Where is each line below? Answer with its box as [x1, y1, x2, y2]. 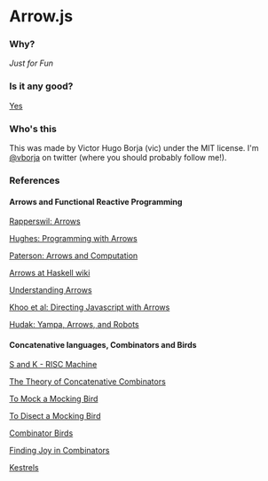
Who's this [9, 122, 58, 135]
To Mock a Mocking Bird [9, 393, 99, 405]
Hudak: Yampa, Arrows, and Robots [9, 319, 139, 330]
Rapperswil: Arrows [9, 216, 82, 227]
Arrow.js [9, 6, 74, 27]
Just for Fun [9, 58, 53, 68]
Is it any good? [9, 80, 74, 92]
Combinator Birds [9, 428, 74, 438]
